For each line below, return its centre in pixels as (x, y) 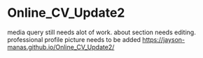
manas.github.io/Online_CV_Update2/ (61, 47)
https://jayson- (164, 39)
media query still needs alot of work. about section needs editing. (101, 32)
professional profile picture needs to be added (74, 39)
